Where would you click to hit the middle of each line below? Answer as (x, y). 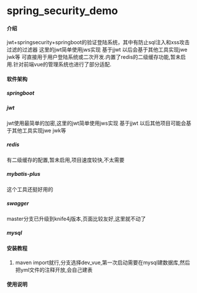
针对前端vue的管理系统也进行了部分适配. (62, 64)
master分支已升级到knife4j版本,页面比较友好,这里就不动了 (76, 219)
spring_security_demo (62, 11)
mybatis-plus (24, 174)
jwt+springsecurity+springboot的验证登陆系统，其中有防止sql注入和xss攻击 (98, 42)
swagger (18, 203)
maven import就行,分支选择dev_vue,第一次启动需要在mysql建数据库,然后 (103, 262)
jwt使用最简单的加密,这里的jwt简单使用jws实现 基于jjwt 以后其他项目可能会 (96, 123)
